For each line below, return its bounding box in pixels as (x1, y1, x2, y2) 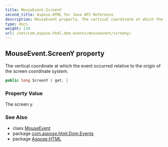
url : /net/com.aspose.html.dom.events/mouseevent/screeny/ (5, 31, 132, 36)
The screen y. (5, 101, 34, 107)
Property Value (5, 90, 43, 97)
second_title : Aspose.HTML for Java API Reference (5, 12, 114, 17)
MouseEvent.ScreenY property (5, 49, 105, 58)
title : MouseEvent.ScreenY (5, 7, 62, 13)
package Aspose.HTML (12, 136, 62, 142)
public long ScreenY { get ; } (5, 78, 69, 83)
